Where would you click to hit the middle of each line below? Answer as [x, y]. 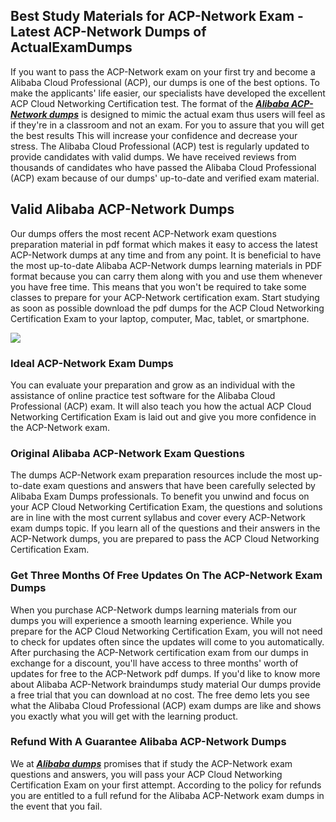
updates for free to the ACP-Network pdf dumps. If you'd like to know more [165, 673]
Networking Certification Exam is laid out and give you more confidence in [163, 416]
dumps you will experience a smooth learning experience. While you [151, 620]
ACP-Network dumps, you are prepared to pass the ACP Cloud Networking [165, 539]
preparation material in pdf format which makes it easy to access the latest [164, 244]
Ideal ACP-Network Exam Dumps [92, 363]
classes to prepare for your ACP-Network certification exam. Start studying [165, 297]
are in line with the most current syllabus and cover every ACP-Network [158, 518]
